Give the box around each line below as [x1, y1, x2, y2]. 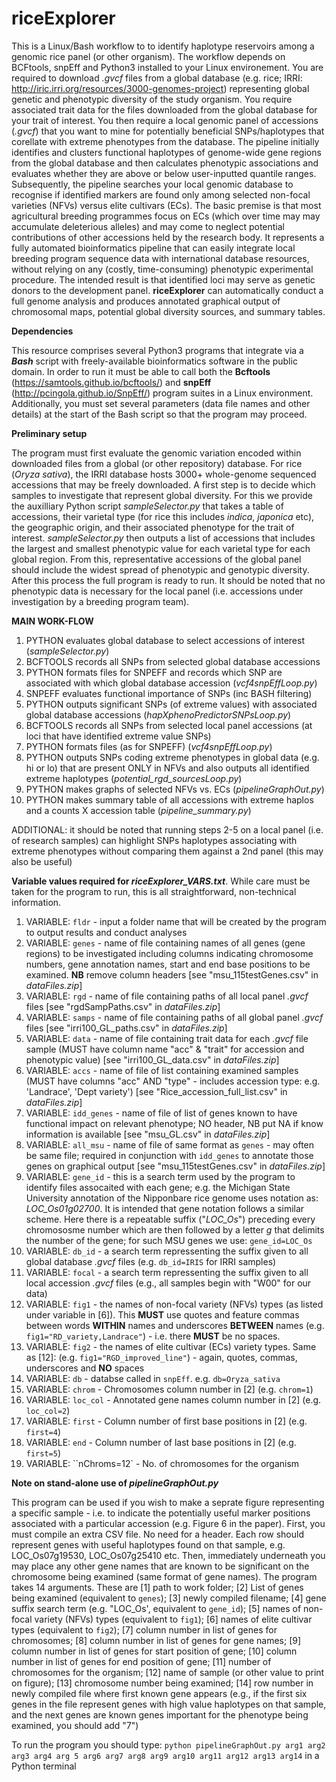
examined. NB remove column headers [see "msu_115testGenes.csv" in [25, 968, 319, 981]
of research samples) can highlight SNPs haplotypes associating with [11, 834, 298, 846]
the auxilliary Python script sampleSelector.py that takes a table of [11, 500, 284, 512]
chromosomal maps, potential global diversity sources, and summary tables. [11, 305, 326, 317]
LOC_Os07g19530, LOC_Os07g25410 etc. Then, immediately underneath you [11, 1549, 326, 1561]
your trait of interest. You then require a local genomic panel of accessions [11, 114, 319, 126]
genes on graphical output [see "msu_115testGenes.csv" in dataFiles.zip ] [25, 1160, 326, 1172]
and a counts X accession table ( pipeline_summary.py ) [25, 804, 252, 816]
